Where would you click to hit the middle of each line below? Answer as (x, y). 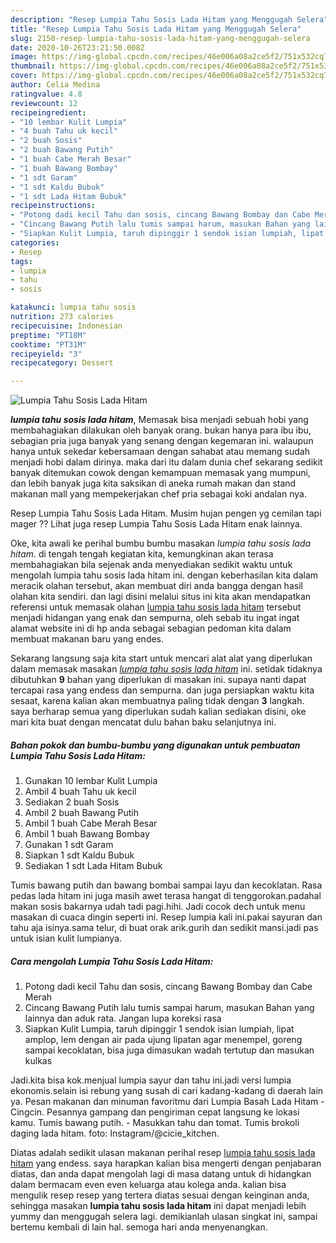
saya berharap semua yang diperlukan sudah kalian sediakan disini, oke (158, 712)
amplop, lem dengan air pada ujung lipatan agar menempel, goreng (163, 1040)
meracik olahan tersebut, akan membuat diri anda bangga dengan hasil (156, 586)
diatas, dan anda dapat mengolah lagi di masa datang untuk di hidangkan (161, 1174)
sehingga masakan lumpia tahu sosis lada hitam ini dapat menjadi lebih (158, 1206)
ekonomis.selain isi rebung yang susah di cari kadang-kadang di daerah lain (167, 1091)
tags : (21, 261)
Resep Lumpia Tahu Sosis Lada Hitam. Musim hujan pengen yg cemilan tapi (166, 513)
